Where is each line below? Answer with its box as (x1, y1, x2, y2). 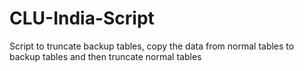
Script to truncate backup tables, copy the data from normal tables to (9, 40, 295, 52)
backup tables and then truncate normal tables (9, 50, 202, 62)
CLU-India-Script (9, 7, 155, 30)
